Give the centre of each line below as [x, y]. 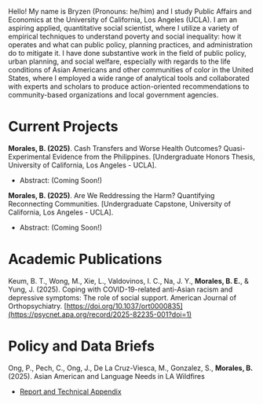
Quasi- [234, 148]
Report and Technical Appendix [70, 391]
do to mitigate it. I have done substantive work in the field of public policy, [128, 53]
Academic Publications [85, 259]
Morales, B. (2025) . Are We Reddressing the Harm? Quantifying [111, 195]
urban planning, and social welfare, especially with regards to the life [119, 61]
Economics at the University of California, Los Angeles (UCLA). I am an [123, 20]
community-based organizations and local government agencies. [113, 95]
